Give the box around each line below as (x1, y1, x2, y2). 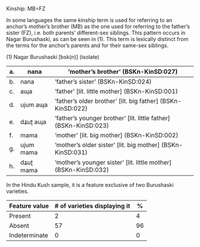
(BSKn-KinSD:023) (54, 121, 109, 130)
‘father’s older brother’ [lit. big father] (54, 97, 159, 105)
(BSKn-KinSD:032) (54, 166, 109, 174)
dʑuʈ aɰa (20, 118, 46, 126)
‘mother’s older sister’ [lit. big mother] (54, 141, 160, 149)
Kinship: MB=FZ (6, 5, 46, 12)
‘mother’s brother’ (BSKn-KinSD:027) (67, 68, 178, 76)
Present (9, 212, 31, 220)
